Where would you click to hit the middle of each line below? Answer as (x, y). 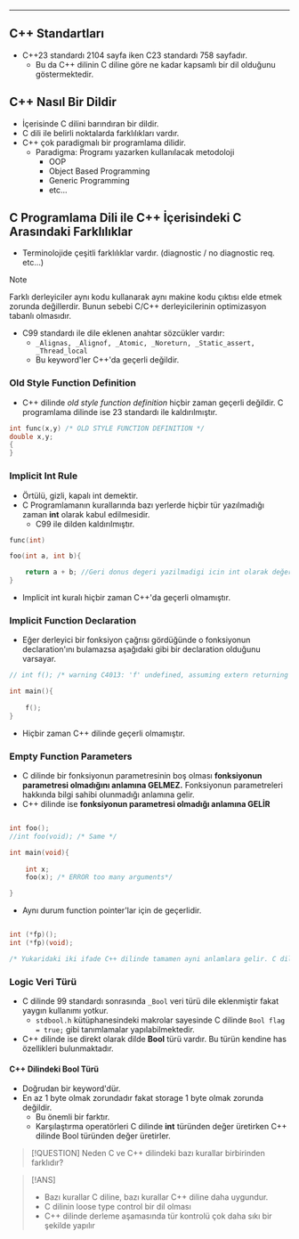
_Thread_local (61, 351)
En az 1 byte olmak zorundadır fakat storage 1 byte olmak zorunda (143, 1098)
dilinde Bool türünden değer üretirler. (103, 1136)
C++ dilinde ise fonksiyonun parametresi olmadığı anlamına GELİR (146, 804)
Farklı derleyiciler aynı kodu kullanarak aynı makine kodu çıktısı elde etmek (145, 297)
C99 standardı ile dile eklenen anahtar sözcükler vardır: (123, 333)
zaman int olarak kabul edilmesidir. (86, 514)
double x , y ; (31, 436)
